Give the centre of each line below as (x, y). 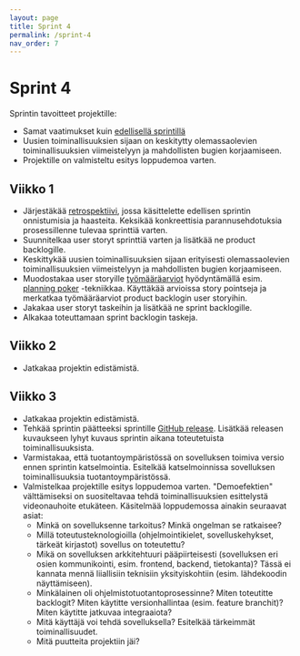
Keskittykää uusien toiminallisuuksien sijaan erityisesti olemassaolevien (156, 259)
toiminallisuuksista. (58, 447)
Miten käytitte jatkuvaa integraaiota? (104, 612)
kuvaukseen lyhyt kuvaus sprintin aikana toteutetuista (123, 437)
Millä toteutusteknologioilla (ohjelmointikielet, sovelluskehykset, (155, 535)
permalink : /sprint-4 (50, 35)
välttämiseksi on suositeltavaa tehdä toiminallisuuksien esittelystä (145, 496)
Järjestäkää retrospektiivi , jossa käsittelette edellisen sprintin (137, 211)
